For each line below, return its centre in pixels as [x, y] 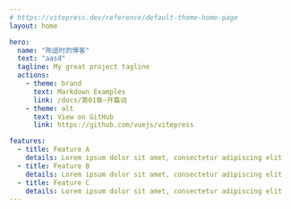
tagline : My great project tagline [84, 67]
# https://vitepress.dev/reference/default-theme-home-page [124, 17]
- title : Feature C [54, 183]
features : [28, 141]
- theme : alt [50, 108]
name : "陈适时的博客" [53, 50]
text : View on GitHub [73, 117]
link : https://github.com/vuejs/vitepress [113, 125]
